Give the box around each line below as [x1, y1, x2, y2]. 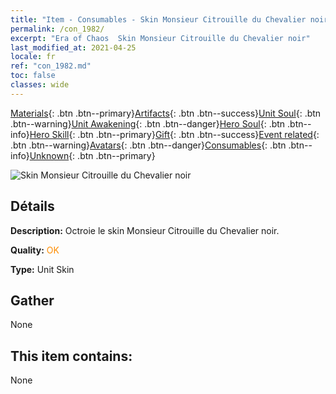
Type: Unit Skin [10, 263, 75, 275]
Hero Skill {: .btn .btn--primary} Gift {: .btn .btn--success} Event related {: [29, 128, 320, 140]
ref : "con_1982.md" [10, 61, 92, 71]
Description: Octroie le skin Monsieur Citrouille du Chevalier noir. [10, 224, 280, 236]
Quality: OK [10, 244, 60, 256]
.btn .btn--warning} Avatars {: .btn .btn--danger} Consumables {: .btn [10, 139, 287, 151]
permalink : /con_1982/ [10, 24, 105, 34]
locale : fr [10, 52, 56, 62]
